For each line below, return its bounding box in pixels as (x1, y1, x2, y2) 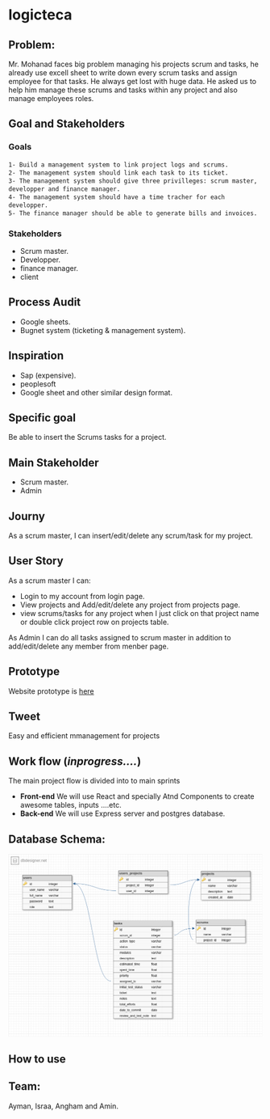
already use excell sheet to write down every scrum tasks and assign (8, 68, 238, 78)
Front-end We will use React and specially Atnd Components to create (19, 792, 255, 801)
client (19, 272, 39, 281)
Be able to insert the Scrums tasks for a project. (8, 433, 167, 442)
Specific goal (8, 411, 77, 424)
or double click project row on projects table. (19, 617, 169, 627)
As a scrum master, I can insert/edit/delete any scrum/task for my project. (8, 531, 254, 541)
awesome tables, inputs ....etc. (19, 800, 123, 810)
